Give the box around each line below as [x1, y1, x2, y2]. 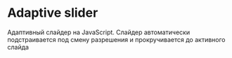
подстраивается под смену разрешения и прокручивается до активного [7, 35, 226, 43]
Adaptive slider [7, 5, 98, 21]
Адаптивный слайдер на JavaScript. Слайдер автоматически [7, 28, 191, 36]
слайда [7, 43, 30, 51]
